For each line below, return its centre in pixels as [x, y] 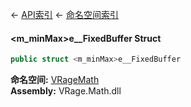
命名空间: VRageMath [55, 80]
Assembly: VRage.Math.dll [66, 91]
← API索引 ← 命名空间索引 [64, 14]
